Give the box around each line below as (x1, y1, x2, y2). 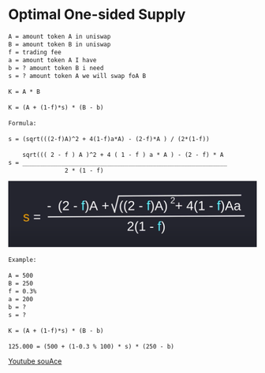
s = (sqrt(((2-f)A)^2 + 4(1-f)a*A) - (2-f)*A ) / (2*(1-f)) (8, 135, 211, 143)
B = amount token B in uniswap (8, 40, 111, 48)
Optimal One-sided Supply (8, 6, 186, 24)
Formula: (8, 119, 37, 127)
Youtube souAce (8, 356, 62, 366)
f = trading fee (8, 48, 62, 56)
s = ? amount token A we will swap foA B (8, 72, 147, 80)
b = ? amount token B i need (8, 64, 104, 72)
